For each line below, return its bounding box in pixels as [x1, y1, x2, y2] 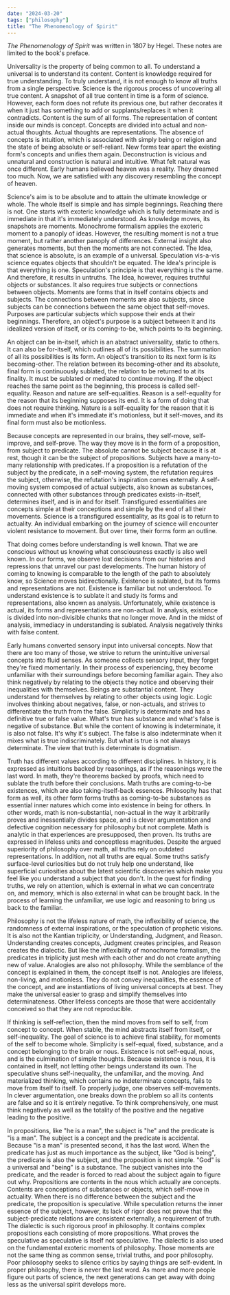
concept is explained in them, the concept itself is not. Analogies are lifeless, [7, 968, 224, 977]
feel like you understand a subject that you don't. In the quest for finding [7, 874, 211, 882]
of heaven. [7, 180, 38, 188]
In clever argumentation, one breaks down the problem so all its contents [7, 1091, 214, 1099]
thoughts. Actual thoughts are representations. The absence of [25, 128, 204, 136]
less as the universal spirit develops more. [7, 1281, 126, 1289]
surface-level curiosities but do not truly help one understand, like [7, 860, 194, 868]
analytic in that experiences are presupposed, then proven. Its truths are [7, 831, 211, 839]
